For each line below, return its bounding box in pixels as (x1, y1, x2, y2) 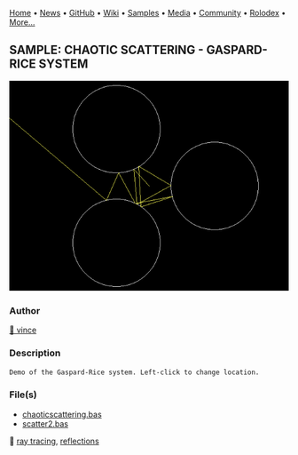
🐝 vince (9, 324, 37, 336)
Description (9, 347, 61, 359)
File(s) (9, 388, 37, 401)
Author (9, 304, 41, 316)
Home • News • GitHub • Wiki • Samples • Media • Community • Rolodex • (9, 8, 286, 18)
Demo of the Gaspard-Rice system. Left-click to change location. (9, 368, 260, 377)
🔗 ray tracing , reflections (9, 435, 99, 446)
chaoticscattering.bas (21, 409, 102, 419)
